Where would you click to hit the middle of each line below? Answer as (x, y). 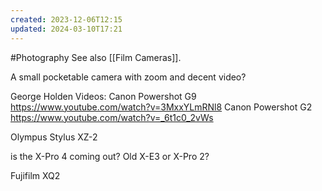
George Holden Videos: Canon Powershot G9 (103, 96)
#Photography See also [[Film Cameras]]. (96, 57)
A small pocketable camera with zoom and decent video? (128, 77)
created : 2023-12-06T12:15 (66, 19)
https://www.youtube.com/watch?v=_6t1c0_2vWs (112, 117)
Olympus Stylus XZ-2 (54, 137)
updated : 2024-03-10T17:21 (66, 29)
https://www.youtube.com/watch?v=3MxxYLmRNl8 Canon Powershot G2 (161, 107)
